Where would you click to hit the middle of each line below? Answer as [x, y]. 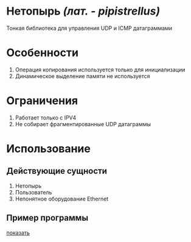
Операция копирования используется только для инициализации [100, 69]
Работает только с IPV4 [46, 118]
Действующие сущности [57, 171]
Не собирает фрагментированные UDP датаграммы [83, 124]
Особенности [43, 53]
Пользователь [33, 192]
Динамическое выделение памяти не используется [82, 76]
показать [18, 232]
